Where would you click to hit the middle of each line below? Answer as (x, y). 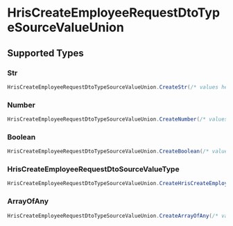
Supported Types (46, 53)
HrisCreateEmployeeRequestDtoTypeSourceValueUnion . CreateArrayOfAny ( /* (113, 216)
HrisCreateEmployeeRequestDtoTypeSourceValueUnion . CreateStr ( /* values (113, 87)
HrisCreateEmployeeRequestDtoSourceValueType (93, 169)
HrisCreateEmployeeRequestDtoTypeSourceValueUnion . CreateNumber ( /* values (118, 119)
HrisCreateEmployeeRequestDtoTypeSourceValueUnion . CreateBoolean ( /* (108, 151)
